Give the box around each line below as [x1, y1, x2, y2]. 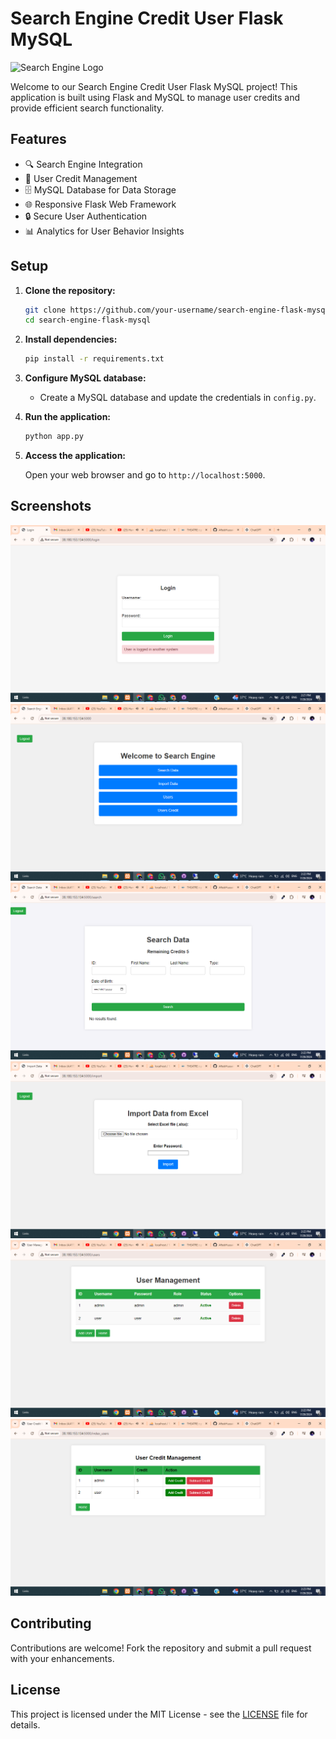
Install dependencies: [24, 333, 118, 346]
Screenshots [10, 498, 92, 515]
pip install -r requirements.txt [24, 354, 165, 364]
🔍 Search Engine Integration [24, 158, 143, 170]
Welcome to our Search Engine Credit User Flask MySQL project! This [10, 80, 298, 92]
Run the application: [24, 411, 112, 423]
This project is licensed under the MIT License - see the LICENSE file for [10, 1708, 308, 1720]
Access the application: [24, 450, 127, 462]
